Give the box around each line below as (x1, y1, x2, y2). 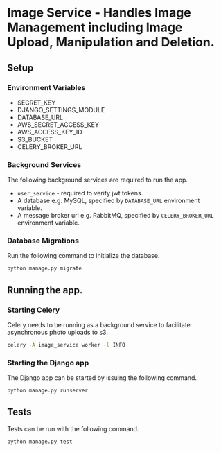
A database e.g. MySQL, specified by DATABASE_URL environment (17, 196, 200, 205)
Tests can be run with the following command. (7, 424, 139, 433)
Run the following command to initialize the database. (7, 252, 160, 260)
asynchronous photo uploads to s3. (7, 328, 109, 337)
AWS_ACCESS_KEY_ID (17, 128, 82, 136)
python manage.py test (7, 438, 73, 445)
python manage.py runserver (7, 387, 89, 394)
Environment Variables (7, 82, 86, 92)
